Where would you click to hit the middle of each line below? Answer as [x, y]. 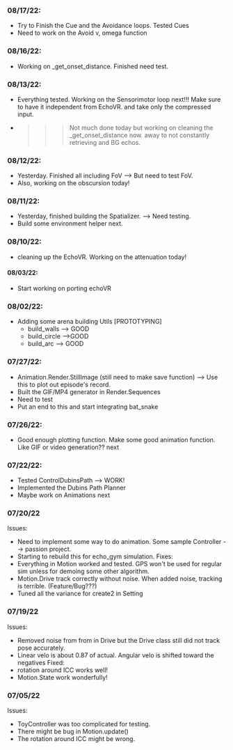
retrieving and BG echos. [105, 142]
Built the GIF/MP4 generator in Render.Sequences [89, 391]
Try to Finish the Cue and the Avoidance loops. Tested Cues [103, 26]
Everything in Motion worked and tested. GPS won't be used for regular [120, 564]
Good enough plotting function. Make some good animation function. [116, 439]
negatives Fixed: [41, 662]
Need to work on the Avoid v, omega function [82, 33]
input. [25, 114]
